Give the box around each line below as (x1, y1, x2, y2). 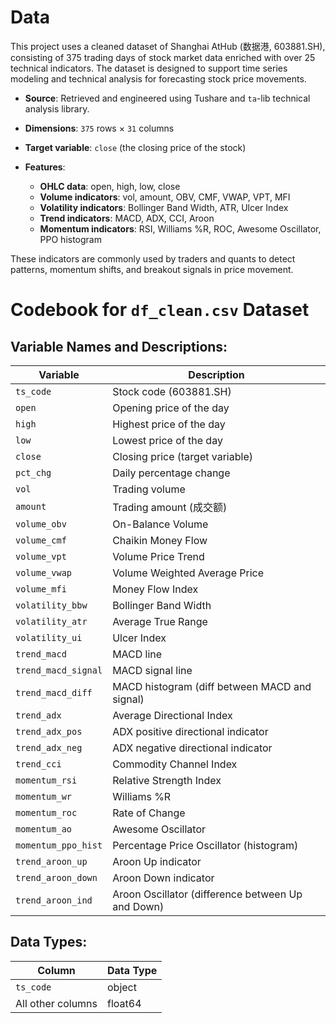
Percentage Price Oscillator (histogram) (112, 838, 299, 852)
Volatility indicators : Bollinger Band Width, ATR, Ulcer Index (39, 201, 289, 213)
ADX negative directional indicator (112, 741, 273, 755)
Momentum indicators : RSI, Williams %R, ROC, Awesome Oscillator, (39, 222, 322, 235)
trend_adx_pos (15, 726, 83, 737)
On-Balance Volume (112, 517, 209, 531)
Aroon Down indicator (112, 871, 215, 885)
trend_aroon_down (15, 872, 98, 883)
